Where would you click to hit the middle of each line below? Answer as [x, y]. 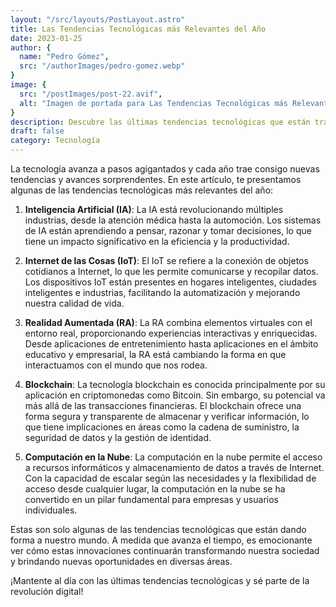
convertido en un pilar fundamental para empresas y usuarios [151, 499]
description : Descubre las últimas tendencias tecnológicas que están [160, 122]
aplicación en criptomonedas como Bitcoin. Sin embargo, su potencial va [175, 395]
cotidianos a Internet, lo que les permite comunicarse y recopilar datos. [171, 271]
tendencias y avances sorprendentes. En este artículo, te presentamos [156, 179]
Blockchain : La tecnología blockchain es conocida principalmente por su [175, 384]
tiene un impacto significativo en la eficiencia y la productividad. [157, 241]
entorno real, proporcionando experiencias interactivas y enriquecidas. [171, 333]
